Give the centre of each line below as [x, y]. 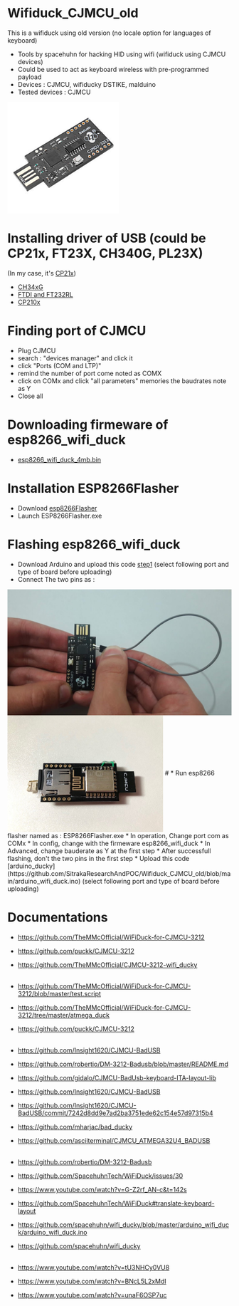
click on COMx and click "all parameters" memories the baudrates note [122, 381]
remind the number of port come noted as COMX [90, 373]
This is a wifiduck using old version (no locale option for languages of [109, 33]
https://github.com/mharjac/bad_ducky [75, 1127]
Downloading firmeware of [88, 424]
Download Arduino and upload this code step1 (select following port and [123, 564]
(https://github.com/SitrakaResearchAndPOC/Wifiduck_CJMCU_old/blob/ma [119, 874]
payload [30, 77]
